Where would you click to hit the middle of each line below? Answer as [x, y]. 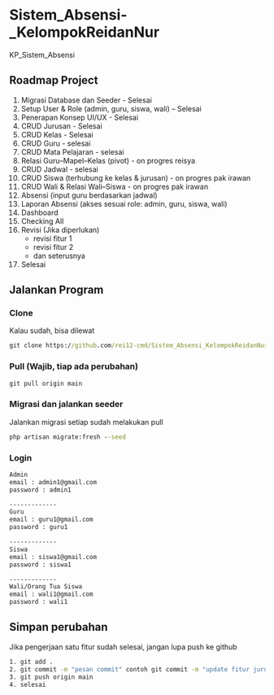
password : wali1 [39, 602]
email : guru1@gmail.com [51, 520]
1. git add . [31, 662]
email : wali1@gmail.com [51, 594]
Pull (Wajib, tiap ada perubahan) [74, 366]
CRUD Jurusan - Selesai [61, 126]
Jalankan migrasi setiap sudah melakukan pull [86, 422]
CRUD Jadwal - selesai [59, 169]
